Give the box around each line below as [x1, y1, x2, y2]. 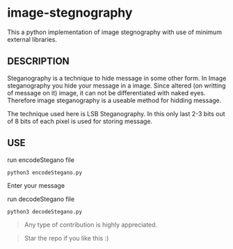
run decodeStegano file [7, 195, 75, 203]
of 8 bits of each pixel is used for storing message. [7, 117, 153, 125]
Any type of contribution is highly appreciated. [24, 220, 158, 229]
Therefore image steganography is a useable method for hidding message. [7, 96, 222, 104]
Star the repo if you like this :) [24, 234, 109, 242]
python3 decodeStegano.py [7, 208, 82, 215]
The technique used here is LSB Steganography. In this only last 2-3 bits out [7, 109, 225, 118]
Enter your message [7, 181, 65, 189]
